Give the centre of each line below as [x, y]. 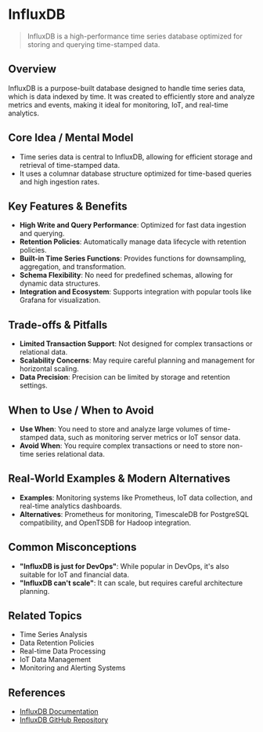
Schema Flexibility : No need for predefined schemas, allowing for [126, 275]
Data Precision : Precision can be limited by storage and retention [125, 377]
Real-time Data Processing [62, 651]
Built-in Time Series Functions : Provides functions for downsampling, [133, 259]
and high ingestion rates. [59, 181]
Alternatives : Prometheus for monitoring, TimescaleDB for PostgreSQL [134, 514]
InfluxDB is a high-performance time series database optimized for [135, 36]
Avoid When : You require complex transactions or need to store [122, 446]
